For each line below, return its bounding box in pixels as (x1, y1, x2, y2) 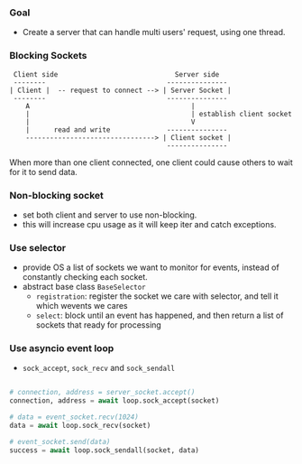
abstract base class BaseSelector (22, 282, 146, 292)
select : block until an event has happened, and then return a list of (35, 310, 284, 321)
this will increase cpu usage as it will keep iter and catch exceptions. (22, 218, 277, 229)
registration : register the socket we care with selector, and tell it (35, 291, 279, 302)
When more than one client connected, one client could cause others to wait (9, 156, 293, 168)
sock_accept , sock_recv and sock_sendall (22, 363, 176, 374)
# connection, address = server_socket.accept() (9, 388, 196, 397)
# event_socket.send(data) (9, 437, 111, 446)
